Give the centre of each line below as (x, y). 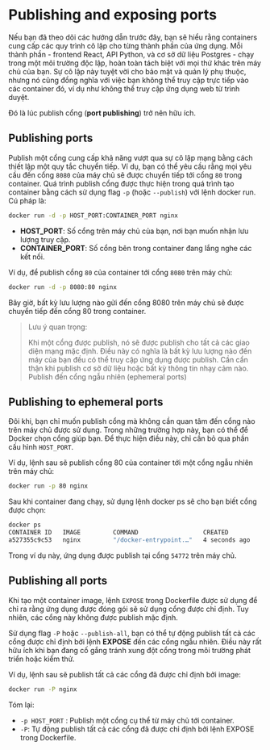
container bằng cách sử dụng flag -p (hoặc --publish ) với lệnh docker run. (132, 192)
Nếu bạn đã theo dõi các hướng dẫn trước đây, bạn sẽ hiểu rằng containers (133, 37)
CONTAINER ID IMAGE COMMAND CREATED (118, 533)
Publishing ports (51, 138)
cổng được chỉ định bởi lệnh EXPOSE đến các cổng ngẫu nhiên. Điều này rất (135, 641)
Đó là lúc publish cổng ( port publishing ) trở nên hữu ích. (102, 113)
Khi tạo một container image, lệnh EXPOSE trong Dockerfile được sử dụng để (133, 600)
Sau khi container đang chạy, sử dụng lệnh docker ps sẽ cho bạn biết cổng (133, 501)
